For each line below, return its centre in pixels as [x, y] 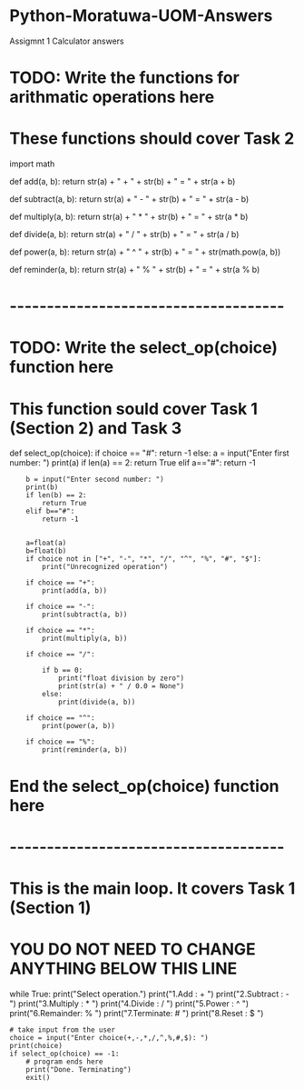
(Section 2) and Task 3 [96, 428]
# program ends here [64, 1061]
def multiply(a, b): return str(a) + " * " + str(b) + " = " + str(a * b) [129, 217]
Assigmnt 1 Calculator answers [67, 41]
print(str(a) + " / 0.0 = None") [121, 686]
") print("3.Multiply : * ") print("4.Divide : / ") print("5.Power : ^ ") [129, 1003]
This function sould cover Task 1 [134, 409]
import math [32, 164]
